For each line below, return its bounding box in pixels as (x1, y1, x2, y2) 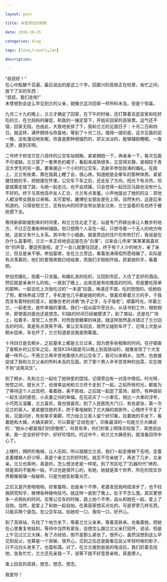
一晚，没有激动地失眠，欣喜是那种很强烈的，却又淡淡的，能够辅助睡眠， (5, 135, 153, 142)
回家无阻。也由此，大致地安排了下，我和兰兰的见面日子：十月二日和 (13, 123, 153, 129)
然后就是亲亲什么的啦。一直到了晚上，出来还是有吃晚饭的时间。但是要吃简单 (5, 279, 162, 285)
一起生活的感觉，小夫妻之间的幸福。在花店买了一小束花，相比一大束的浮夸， (5, 394, 162, 400)
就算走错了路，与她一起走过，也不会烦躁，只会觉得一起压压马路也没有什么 (9, 184, 162, 190)
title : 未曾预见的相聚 (5, 20, 47, 25)
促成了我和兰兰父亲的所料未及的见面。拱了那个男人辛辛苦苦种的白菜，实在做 (5, 358, 162, 364)
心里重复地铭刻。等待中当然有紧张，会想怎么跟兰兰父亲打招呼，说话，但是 (9, 525, 162, 531)
